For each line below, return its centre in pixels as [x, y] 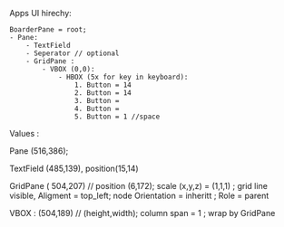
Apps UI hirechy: [41, 13]
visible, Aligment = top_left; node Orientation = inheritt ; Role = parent [139, 195]
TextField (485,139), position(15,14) [74, 168]
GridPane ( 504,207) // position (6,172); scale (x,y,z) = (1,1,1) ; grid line [138, 186]
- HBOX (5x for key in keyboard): [123, 77]
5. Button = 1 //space [117, 117]
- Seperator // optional [73, 53]
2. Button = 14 [103, 93]
